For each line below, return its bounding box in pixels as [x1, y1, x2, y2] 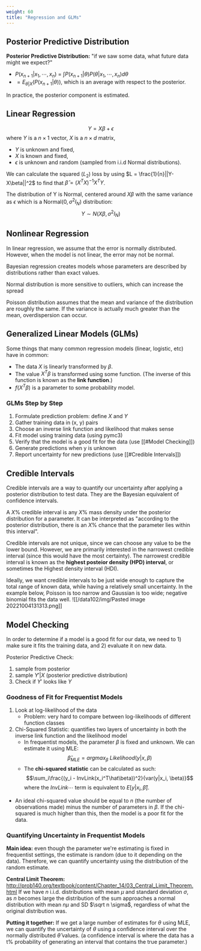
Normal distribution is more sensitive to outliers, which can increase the [6, 281, 184, 288]
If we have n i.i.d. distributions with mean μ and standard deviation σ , [18, 889, 189, 896]
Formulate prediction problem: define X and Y [14, 413, 128, 420]
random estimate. [6, 864, 50, 871]
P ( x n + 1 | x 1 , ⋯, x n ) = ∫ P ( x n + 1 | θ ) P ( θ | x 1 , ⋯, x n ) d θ [14, 70, 129, 79]
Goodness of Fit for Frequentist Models [6, 693, 123, 701]
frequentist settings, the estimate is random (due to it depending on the [6, 851, 183, 858]
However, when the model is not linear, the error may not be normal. [6, 251, 175, 258]
